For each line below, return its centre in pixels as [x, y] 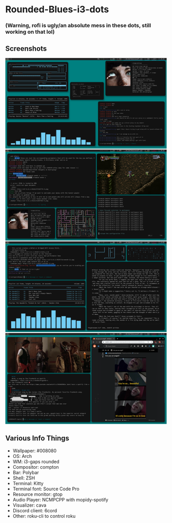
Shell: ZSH [24, 478]
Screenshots [26, 48]
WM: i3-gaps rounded [36, 462]
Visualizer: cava [29, 505]
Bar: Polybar [26, 472]
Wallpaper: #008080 [35, 451]
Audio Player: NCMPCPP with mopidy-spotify [60, 499]
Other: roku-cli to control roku [44, 516]
